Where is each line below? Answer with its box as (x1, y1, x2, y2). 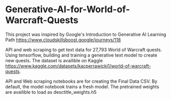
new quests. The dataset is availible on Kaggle (5, 57, 103, 63)
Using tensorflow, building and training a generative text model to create (5, 52, 157, 58)
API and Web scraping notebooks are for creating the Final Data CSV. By (5, 78, 157, 84)
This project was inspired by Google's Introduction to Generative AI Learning (5, 31, 166, 37)
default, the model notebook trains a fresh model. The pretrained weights (5, 83, 159, 90)
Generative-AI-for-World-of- (5, 4, 130, 15)
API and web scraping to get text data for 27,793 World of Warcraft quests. (5, 46, 162, 53)
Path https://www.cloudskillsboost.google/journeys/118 (5, 37, 121, 43)
